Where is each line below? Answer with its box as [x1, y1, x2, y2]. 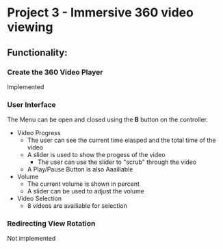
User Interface [7, 99, 56, 109]
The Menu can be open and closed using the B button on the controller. [7, 115, 209, 124]
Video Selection [16, 194, 62, 203]
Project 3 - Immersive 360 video [7, 5, 194, 21]
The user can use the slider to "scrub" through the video [37, 158, 197, 166]
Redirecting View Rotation [7, 219, 96, 228]
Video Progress [16, 129, 61, 137]
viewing [7, 19, 53, 35]
